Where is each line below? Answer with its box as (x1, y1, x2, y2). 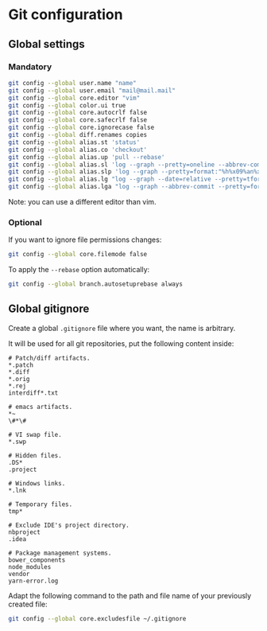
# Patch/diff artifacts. (8, 354, 91, 362)
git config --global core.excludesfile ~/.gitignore (8, 614, 187, 622)
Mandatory (8, 61, 52, 72)
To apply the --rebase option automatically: (8, 265, 150, 275)
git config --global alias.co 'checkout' (8, 146, 148, 154)
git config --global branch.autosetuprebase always (8, 280, 183, 288)
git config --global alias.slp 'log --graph (8, 168, 158, 176)
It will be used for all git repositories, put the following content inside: (8, 338, 234, 348)
